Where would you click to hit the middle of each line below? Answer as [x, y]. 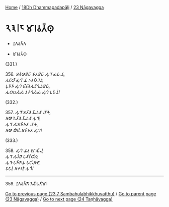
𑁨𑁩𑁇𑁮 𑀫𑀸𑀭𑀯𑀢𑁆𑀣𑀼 [30, 29]
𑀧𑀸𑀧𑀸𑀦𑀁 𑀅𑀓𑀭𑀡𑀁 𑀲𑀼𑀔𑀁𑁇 [19, 168]
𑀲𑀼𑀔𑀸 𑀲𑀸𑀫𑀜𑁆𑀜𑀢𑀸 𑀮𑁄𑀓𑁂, [22, 124]
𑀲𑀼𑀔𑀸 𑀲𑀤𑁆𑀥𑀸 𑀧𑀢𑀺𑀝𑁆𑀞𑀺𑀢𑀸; [22, 157]
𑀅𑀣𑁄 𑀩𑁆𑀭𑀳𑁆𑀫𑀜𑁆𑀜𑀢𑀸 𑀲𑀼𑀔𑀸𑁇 [24, 130]
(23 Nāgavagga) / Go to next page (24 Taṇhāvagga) [59, 199]
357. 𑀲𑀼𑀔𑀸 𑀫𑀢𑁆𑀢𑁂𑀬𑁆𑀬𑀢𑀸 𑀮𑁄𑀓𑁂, [28, 112]
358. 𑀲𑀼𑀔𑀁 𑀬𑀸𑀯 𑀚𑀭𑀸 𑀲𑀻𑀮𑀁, [25, 150]
